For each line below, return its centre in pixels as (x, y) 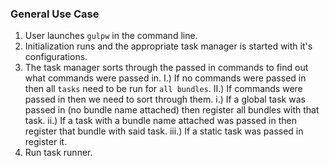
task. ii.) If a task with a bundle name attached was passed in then (160, 121)
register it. (46, 142)
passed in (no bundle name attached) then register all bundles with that (172, 110)
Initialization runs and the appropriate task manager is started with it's (168, 46)
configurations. (56, 57)
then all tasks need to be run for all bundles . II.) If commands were (163, 89)
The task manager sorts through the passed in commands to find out (166, 68)
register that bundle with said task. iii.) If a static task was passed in (164, 131)
